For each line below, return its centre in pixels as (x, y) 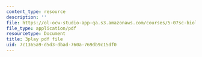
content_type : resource (36, 12)
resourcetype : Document (36, 34)
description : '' (26, 17)
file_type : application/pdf (41, 28)
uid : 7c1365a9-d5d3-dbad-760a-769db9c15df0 (62, 45)
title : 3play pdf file (35, 39)
